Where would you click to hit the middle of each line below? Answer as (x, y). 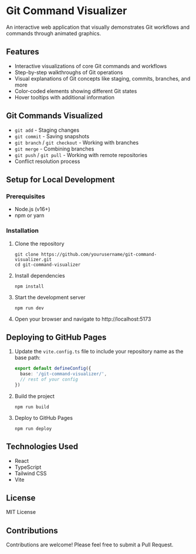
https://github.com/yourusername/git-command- (99, 254)
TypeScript (28, 467)
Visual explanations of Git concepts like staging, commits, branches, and (102, 78)
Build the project (34, 396)
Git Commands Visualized (55, 116)
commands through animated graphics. (54, 33)
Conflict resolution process (47, 161)
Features (23, 52)
